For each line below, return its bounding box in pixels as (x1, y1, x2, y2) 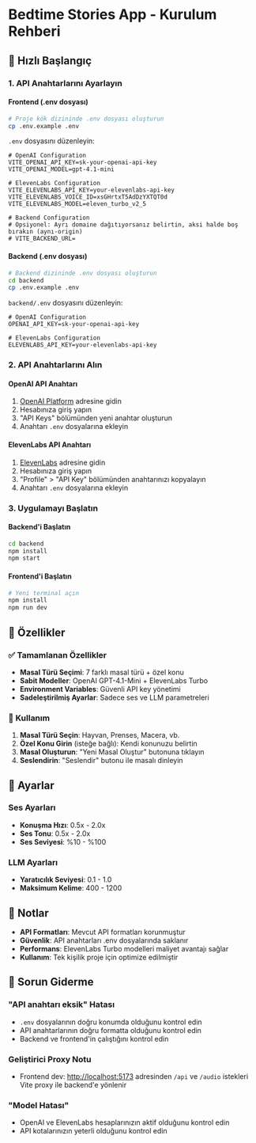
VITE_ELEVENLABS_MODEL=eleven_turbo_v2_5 (8, 200, 147, 208)
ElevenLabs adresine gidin (19, 458, 106, 467)
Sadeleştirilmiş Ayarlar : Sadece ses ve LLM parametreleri (19, 693, 209, 702)
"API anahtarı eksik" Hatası (8, 999, 115, 1010)
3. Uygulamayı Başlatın (8, 503, 99, 514)
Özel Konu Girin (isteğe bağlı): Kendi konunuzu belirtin (19, 739, 198, 749)
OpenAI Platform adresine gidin (19, 397, 122, 406)
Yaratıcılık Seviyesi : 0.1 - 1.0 (19, 875, 112, 884)
